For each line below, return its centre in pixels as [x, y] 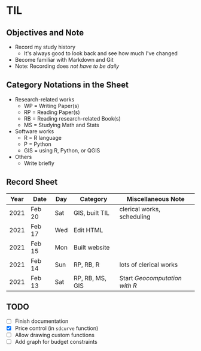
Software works [34, 131]
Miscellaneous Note [156, 199]
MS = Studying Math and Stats [62, 125]
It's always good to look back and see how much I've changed [101, 53]
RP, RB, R [87, 265]
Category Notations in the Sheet [67, 85]
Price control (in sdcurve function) [57, 328]
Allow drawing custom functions [54, 335]
